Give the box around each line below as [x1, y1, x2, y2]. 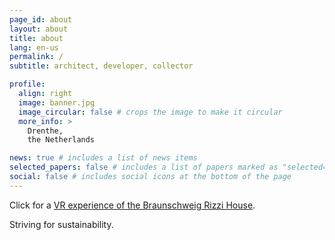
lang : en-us [9, 42, 59, 53]
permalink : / [9, 52, 64, 62]
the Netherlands [27, 135, 96, 145]
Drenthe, [27, 126, 64, 136]
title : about [9, 33, 64, 43]
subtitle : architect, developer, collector [9, 61, 194, 71]
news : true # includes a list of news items [9, 153, 198, 163]
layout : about [9, 24, 69, 34]
